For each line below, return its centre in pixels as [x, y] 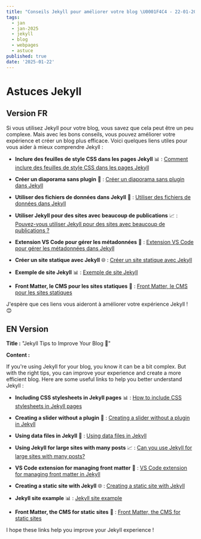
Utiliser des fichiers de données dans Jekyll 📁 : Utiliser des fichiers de [103, 197]
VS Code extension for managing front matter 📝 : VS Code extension [101, 468]
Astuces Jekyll [44, 91]
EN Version [28, 329]
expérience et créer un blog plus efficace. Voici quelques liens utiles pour [97, 141]
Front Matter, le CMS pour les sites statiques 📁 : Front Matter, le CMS [101, 286]
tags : [13, 17]
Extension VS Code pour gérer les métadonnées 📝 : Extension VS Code [104, 242]
